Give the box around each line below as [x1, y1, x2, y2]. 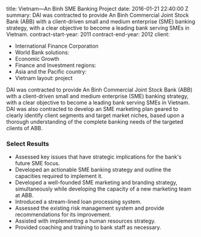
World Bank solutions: [14, 49, 70, 56]
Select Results [6, 139, 49, 148]
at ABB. [14, 192, 34, 199]
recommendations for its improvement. [14, 211, 111, 218]
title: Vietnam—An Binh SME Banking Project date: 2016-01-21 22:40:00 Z [6, 5, 189, 12]
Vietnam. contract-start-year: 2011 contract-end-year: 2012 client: [6, 31, 170, 38]
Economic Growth [14, 55, 60, 62]
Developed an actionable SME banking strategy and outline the [14, 166, 172, 174]
